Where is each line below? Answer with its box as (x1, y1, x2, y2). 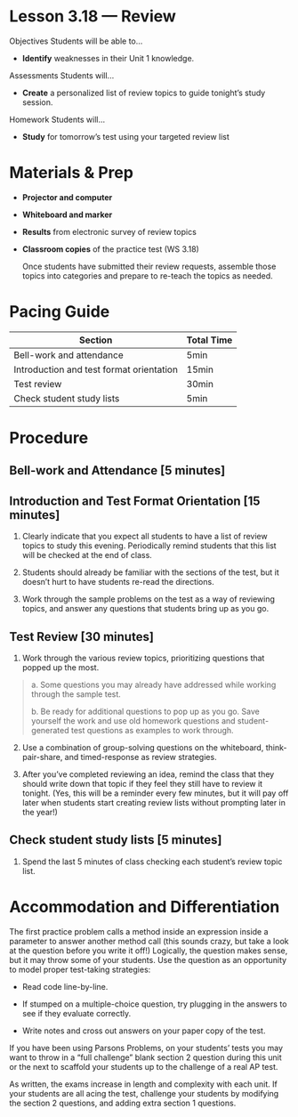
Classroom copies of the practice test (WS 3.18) (21, 243, 200, 255)
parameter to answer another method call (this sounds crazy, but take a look (9, 935, 289, 946)
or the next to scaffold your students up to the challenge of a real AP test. (9, 1061, 278, 1072)
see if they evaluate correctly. (21, 1008, 132, 1018)
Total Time (186, 334, 233, 346)
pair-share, (21, 752, 63, 763)
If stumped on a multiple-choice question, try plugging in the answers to (21, 999, 287, 1009)
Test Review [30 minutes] (9, 629, 154, 644)
